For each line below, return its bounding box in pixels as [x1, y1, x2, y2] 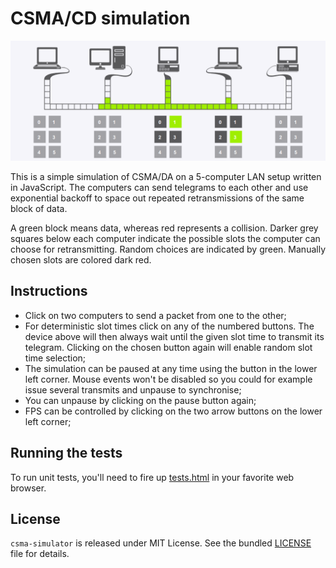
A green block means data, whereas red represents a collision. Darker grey [10, 222, 319, 234]
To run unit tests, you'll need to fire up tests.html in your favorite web [10, 471, 295, 483]
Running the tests [10, 445, 123, 462]
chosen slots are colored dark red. [10, 253, 152, 266]
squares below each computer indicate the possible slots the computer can [10, 232, 321, 244]
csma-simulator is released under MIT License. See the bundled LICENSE [10, 537, 312, 549]
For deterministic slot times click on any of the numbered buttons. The [24, 320, 315, 332]
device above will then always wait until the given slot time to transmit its [24, 330, 325, 342]
